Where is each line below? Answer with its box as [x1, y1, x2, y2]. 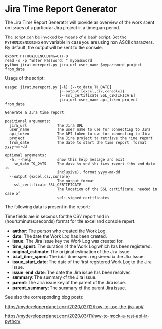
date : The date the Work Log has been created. [12, 233, 107, 239]
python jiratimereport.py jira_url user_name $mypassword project [5, 62, 142, 67]
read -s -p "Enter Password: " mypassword [5, 58, 92, 63]
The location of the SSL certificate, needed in [57, 186, 158, 192]
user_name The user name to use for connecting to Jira [9, 127, 151, 132]
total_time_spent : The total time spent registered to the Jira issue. [12, 254, 145, 259]
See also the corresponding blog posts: [5, 294, 84, 300]
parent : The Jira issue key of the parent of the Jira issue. [12, 279, 126, 285]
